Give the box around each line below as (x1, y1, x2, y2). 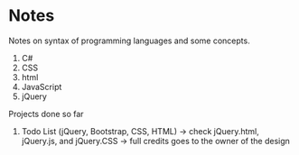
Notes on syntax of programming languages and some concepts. (8, 35, 250, 46)
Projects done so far (8, 108, 84, 119)
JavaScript (21, 81, 62, 92)
